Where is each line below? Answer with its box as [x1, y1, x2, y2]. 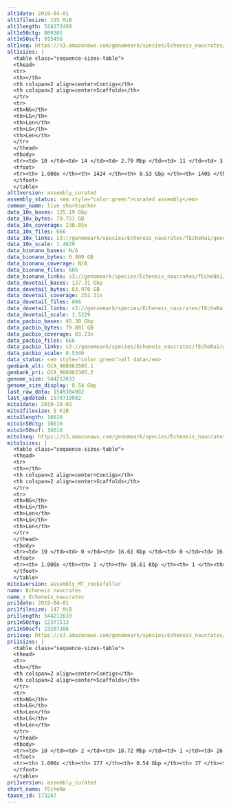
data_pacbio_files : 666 [7, 337, 76, 344]
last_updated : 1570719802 [7, 394, 81, 402]
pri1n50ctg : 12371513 [7, 619, 69, 626]
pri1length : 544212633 [7, 613, 72, 620]
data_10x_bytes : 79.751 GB [7, 215, 85, 222]
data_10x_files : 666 [7, 228, 67, 235]
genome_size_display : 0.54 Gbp [7, 382, 97, 389]
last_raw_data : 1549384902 [7, 388, 85, 395]
